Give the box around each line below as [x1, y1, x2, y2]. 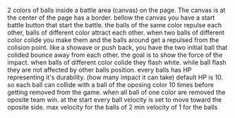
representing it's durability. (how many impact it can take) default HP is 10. [7, 73, 224, 81]
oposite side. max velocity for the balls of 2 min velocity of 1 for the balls [7, 103, 218, 111]
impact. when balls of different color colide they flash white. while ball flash [7, 58, 227, 66]
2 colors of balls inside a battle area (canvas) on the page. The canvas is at [7, 6, 226, 14]
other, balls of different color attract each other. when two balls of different [7, 28, 224, 37]
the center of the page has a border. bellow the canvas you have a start [7, 13, 215, 22]
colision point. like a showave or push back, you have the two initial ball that [7, 44, 228, 51]
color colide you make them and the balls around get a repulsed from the [7, 36, 219, 44]
